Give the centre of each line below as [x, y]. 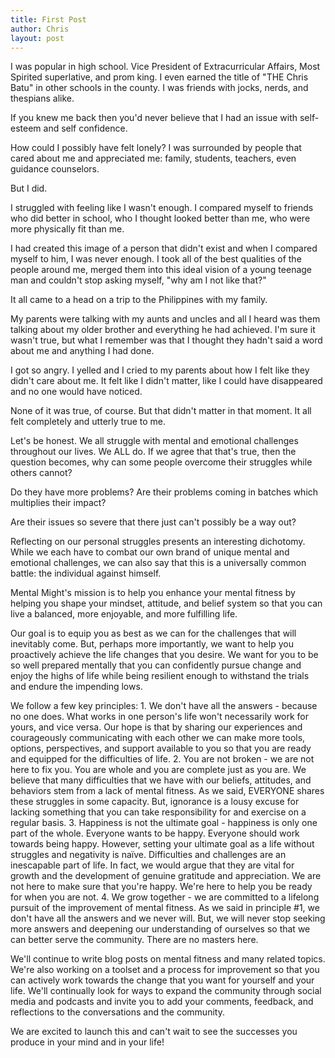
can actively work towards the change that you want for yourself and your [162, 980]
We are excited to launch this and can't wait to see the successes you [154, 1032]
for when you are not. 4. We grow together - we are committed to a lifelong [165, 897]
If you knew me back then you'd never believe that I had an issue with [154, 118]
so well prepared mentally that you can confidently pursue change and [156, 665]
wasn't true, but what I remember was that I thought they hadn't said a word [166, 340]
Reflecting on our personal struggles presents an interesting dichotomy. [158, 542]
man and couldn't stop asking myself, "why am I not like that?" [138, 280]
